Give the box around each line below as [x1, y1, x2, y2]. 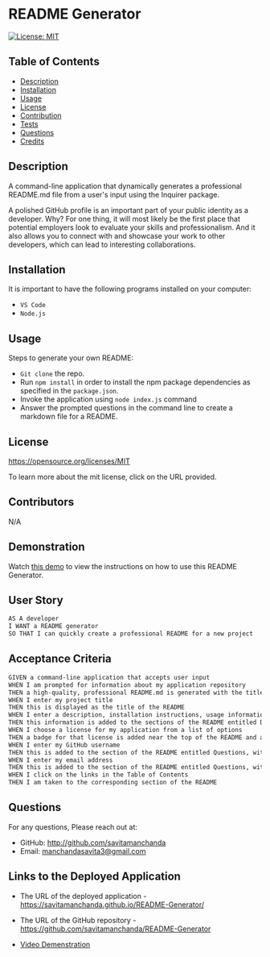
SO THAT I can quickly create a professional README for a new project [8, 630, 253, 638]
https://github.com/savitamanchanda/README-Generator [19, 924, 211, 934]
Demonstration [8, 540, 86, 554]
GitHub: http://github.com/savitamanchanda [19, 838, 166, 847]
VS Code [19, 302, 46, 310]
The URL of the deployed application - [19, 891, 147, 901]
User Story [8, 593, 63, 607]
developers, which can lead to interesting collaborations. [8, 239, 196, 249]
